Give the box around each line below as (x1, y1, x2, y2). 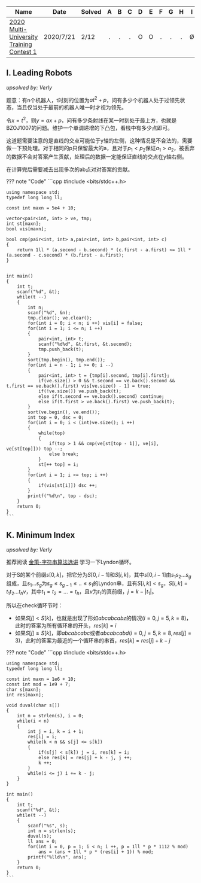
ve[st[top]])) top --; (6, 446, 63, 452)
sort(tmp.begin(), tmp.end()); (28, 357, 106, 363)
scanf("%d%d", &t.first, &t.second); (38, 341, 133, 347)
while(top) (38, 430, 66, 436)
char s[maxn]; (6, 687, 42, 693)
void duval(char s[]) (6, 702, 60, 708)
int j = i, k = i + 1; (28, 729, 84, 735)
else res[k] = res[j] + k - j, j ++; (38, 755, 133, 761)
